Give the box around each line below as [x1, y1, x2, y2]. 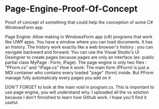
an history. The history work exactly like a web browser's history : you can [5, 44, 154, 50]
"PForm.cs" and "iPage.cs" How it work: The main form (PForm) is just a [5, 64, 149, 70]
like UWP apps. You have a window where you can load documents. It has [5, 39, 153, 44]
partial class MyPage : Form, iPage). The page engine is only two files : [5, 59, 147, 65]
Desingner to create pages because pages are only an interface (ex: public [5, 54, 155, 60]
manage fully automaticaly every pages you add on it [5, 75, 111, 81]
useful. [5, 99, 19, 105]
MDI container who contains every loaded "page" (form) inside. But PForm [5, 69, 154, 75]
